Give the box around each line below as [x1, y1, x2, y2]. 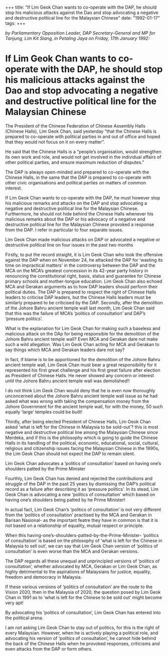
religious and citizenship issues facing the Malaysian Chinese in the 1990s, [5, 445, 159, 451]
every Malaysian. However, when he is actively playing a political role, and [5, 630, 158, 636]
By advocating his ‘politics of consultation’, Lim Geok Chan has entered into [5, 609, 161, 615]
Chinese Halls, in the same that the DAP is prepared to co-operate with [5, 174, 151, 180]
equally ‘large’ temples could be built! [5, 409, 83, 415]
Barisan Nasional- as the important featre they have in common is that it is [5, 517, 158, 523]
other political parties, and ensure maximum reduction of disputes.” [5, 159, 144, 165]
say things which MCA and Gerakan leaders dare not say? [5, 347, 125, 353]
